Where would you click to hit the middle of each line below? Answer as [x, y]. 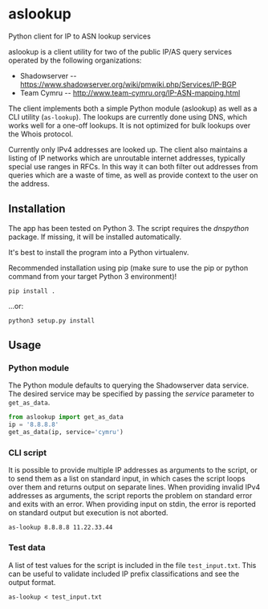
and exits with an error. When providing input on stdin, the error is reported [132, 504]
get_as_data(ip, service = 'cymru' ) [66, 432]
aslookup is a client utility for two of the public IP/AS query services [120, 51]
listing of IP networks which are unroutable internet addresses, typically [127, 158]
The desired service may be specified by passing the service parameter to [131, 394]
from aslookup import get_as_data [66, 417]
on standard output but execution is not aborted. [88, 513]
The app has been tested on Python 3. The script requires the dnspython [129, 228]
